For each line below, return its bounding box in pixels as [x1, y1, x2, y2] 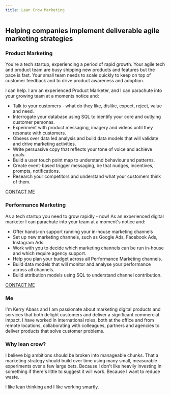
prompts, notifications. [12, 168, 60, 174]
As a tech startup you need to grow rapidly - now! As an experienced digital [5, 213, 164, 219]
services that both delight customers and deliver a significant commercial [5, 311, 159, 317]
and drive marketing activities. [12, 141, 76, 147]
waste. [5, 374, 19, 380]
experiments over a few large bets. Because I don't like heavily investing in [5, 363, 162, 369]
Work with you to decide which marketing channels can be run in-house [12, 245, 164, 251]
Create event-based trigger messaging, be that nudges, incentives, [12, 162, 154, 169]
